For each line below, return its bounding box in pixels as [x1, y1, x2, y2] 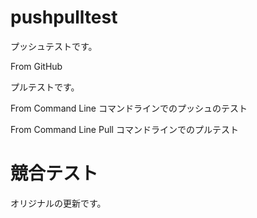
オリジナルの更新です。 [10, 197, 107, 209]
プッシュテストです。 [10, 40, 98, 52]
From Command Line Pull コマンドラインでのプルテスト [10, 123, 239, 135]
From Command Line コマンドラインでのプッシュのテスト [10, 102, 248, 114]
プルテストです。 [10, 81, 80, 93]
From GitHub [10, 60, 63, 72]
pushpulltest [10, 6, 118, 29]
